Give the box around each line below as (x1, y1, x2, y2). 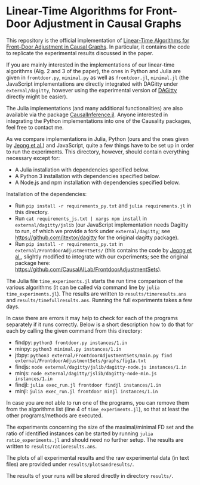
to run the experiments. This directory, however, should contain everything (6, 148, 190, 155)
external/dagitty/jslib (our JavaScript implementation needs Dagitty (14, 221, 189, 228)
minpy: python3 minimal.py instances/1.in (14, 345, 122, 352)
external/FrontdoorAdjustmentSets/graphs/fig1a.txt (14, 358, 146, 364)
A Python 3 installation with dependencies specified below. (14, 172, 160, 179)
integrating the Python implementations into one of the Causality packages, (6, 117, 192, 124)
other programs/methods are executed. (6, 412, 103, 419)
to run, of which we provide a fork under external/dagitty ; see (14, 227, 171, 234)
